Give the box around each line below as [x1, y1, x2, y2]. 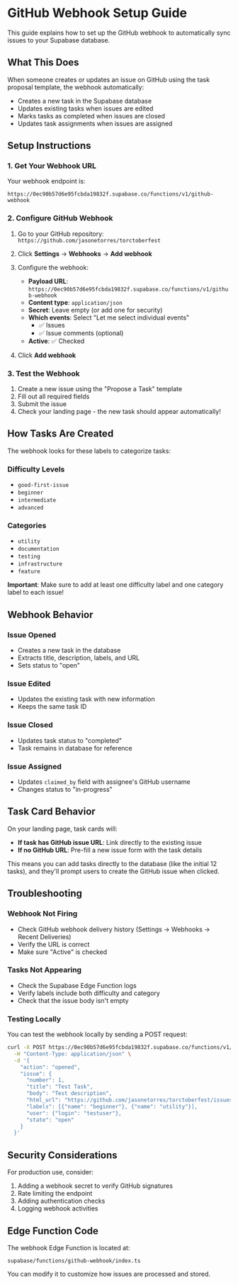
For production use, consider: [7, 1168, 94, 1177]
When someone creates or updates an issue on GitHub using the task [7, 75, 210, 84]
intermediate [17, 497, 57, 504]
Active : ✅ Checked [28, 337, 85, 345]
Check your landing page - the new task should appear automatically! [17, 408, 221, 416]
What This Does [7, 57, 79, 69]
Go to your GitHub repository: [17, 229, 104, 238]
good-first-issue [17, 482, 69, 489]
